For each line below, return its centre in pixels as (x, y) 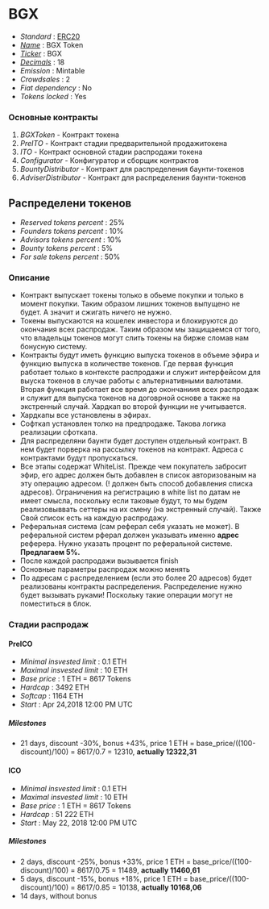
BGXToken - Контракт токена (69, 135)
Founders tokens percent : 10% (72, 231)
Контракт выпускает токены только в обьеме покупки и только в (132, 295)
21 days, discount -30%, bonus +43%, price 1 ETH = (107, 744)
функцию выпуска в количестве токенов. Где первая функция (126, 364)
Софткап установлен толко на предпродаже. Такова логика (123, 423)
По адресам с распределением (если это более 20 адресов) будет (136, 578)
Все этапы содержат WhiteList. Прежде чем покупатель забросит (133, 467)
